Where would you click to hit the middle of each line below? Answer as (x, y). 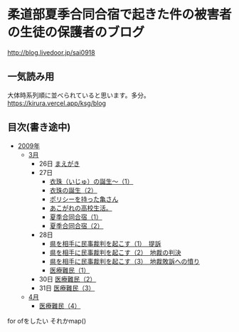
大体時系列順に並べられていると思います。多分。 (79, 95)
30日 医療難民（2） (68, 279)
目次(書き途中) (39, 128)
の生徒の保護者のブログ (76, 32)
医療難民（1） (70, 270)
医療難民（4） (60, 306)
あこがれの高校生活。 (81, 208)
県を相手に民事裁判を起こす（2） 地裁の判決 (115, 252)
